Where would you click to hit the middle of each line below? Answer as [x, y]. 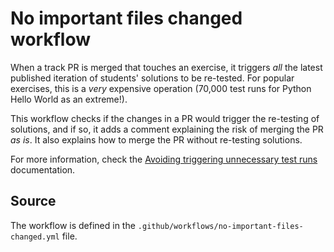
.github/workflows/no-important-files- [220, 226]
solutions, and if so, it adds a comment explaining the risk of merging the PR [167, 129]
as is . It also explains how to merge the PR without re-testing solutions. [156, 139]
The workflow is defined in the [73, 225]
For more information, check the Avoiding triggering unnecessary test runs [164, 159]
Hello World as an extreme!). [69, 99]
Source [33, 201]
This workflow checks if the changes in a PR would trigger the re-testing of [165, 118]
